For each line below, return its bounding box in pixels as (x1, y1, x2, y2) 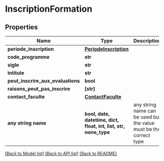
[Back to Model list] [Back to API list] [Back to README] (5, 151, 117, 156)
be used (133, 114, 152, 120)
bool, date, (84, 111, 110, 117)
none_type (84, 129, 110, 136)
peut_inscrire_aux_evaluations (7, 77, 80, 84)
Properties (5, 23, 38, 31)
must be (133, 126, 152, 133)
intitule (7, 69, 24, 76)
